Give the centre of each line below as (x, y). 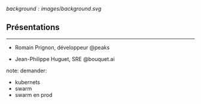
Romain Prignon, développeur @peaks (62, 47)
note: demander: (27, 71)
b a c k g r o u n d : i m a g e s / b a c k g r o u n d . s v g (54, 9)
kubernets (28, 82)
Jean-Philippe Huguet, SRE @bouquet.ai (65, 59)
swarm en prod (33, 94)
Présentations (33, 27)
